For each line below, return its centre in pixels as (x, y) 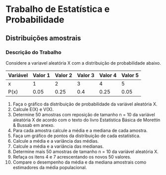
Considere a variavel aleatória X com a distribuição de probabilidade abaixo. (83, 63)
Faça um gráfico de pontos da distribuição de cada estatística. (77, 136)
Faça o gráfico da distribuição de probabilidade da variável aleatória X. (85, 104)
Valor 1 (41, 75)
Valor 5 (130, 75)
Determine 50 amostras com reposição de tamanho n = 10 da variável (84, 114)
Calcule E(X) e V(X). (33, 109)
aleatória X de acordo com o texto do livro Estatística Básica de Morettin (86, 120)
